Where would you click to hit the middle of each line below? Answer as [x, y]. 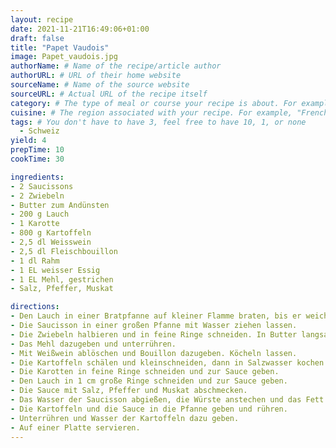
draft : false [37, 38]
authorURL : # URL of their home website [96, 76]
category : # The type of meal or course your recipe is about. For [154, 103]
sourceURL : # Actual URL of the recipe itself [109, 94]
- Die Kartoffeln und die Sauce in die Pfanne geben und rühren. [149, 409]
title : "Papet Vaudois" [60, 47]
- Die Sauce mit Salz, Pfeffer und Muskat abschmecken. [129, 391]
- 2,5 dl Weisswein [51, 242]
